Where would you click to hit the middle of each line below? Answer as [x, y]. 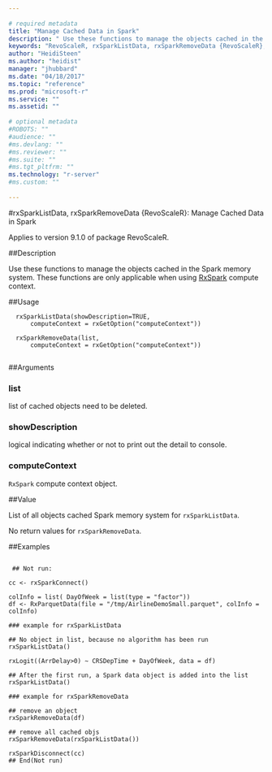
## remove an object [43, 711]
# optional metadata [43, 122]
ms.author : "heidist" [45, 62]
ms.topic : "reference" [47, 84]
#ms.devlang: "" [36, 144]
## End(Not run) [36, 761]
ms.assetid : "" [34, 106]
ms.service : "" [34, 99]
